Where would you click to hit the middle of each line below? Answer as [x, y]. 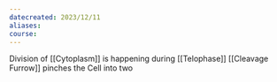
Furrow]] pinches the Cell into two [71, 68]
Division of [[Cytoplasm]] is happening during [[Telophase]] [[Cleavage [139, 59]
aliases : [25, 26]
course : [23, 34]
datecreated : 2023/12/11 [55, 17]
